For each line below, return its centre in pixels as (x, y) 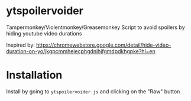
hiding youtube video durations (44, 33)
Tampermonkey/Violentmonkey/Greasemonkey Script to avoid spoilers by (96, 27)
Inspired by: (21, 45)
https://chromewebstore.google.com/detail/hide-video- (104, 45)
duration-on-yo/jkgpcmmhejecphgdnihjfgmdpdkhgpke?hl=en (81, 51)
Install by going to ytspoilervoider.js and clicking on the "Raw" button (93, 91)
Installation (34, 75)
